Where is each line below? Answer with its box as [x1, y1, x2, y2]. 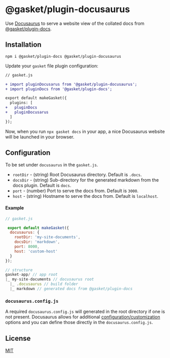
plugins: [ [10, 100, 33, 105]
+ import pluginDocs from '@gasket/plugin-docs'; [5, 86, 113, 92]
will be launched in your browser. [5, 133, 75, 140]
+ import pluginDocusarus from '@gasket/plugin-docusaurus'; [5, 82, 138, 87]
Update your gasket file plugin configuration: [5, 62, 98, 69]
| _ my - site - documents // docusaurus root [5, 277, 94, 282]
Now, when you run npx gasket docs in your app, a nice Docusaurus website [5, 128, 165, 134]
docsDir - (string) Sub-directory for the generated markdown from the [12, 177, 159, 183]
